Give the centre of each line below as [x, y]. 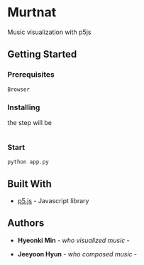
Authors [26, 223]
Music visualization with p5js [49, 32]
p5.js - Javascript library [53, 201]
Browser [19, 90]
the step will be [29, 122]
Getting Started [42, 54]
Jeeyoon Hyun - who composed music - [77, 254]
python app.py [28, 162]
